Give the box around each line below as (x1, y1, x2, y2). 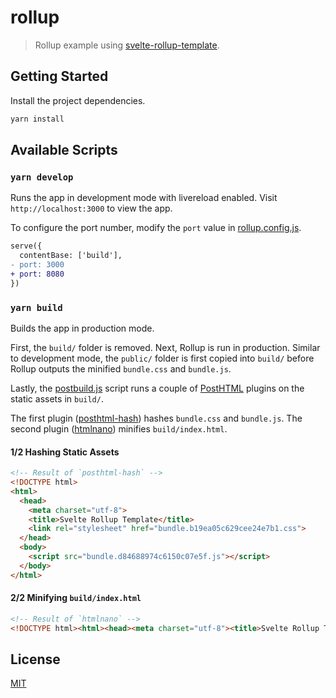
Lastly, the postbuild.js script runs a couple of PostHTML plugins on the (10, 382, 305, 394)
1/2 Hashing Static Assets (10, 446, 120, 458)
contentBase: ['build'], (19, 251, 123, 261)
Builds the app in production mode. (10, 322, 155, 334)
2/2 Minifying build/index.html (10, 592, 142, 604)
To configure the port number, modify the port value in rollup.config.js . (10, 222, 302, 234)
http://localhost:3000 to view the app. (10, 202, 173, 215)
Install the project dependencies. (10, 94, 146, 106)
